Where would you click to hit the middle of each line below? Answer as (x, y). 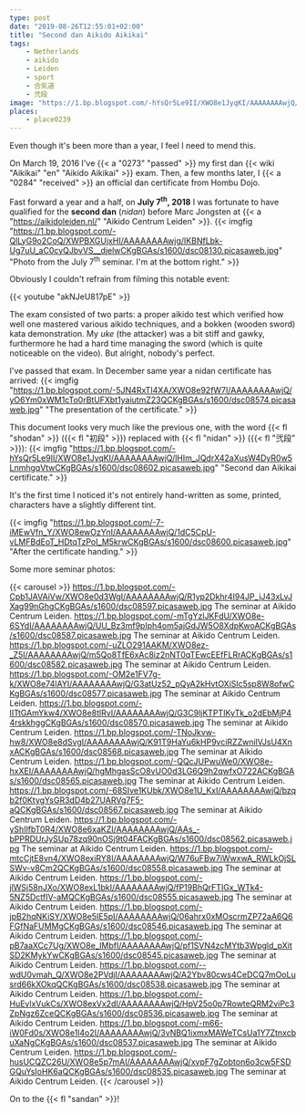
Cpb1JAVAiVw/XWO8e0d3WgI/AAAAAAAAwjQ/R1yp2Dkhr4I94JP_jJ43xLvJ (151, 597)
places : (24, 111)
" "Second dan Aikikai (255, 468)
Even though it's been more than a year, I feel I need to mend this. (133, 146)
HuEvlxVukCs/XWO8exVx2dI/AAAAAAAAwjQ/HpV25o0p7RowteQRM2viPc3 (152, 1004)
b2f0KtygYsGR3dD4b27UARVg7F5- (76, 800)
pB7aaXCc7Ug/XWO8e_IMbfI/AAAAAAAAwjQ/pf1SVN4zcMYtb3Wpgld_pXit (151, 946)
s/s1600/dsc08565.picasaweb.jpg (73, 781)
